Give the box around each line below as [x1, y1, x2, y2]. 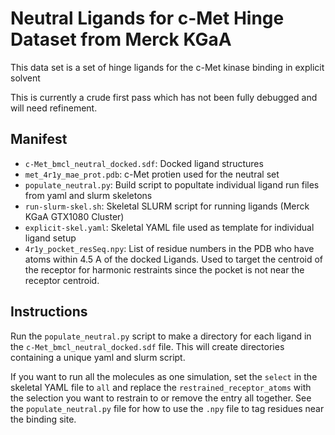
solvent [10, 72, 41, 84]
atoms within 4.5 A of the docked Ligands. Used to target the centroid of [24, 253, 324, 265]
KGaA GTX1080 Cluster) [24, 210, 125, 222]
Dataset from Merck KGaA [10, 28, 232, 51]
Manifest [10, 131, 68, 148]
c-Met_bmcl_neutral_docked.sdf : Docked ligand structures [24, 157, 264, 169]
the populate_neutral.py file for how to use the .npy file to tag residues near [10, 402, 325, 414]
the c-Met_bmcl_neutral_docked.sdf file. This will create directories [10, 340, 285, 352]
